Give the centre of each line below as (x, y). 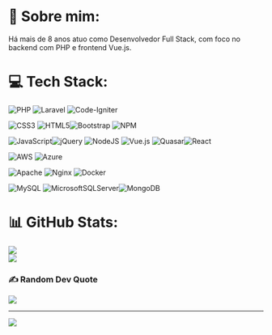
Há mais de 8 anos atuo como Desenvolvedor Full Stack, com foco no (125, 39)
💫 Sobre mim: (54, 17)
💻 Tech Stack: (58, 82)
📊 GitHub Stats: (64, 223)
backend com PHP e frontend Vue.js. (70, 47)
